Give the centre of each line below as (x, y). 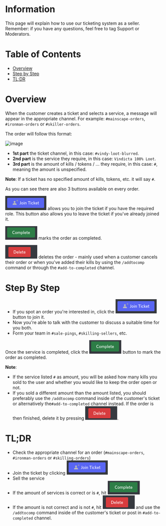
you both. (22, 327)
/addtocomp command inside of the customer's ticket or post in (77, 512)
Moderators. (18, 34)
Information (30, 9)
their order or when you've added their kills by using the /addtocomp (75, 262)
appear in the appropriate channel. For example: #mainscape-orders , (75, 118)
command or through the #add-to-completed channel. (60, 268)
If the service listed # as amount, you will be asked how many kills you (85, 377)
